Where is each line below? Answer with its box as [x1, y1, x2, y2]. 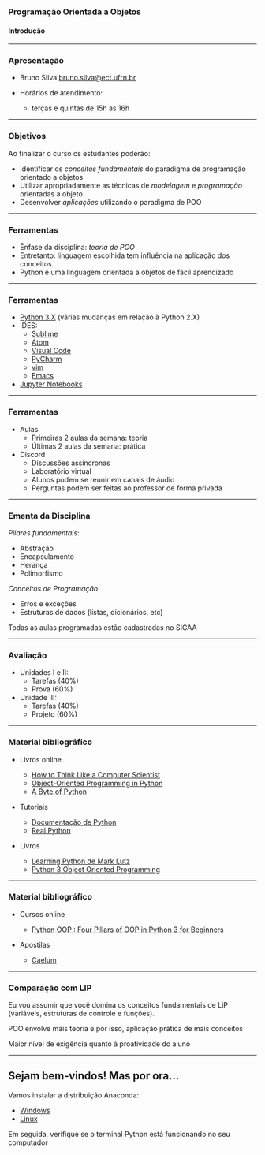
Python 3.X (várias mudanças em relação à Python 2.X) [19, 312, 200, 322]
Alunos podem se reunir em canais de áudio [31, 475, 175, 484]
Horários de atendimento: [19, 88, 103, 98]
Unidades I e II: [19, 668, 69, 677]
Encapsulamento [19, 551, 75, 561]
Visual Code [31, 346, 71, 356]
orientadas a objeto [19, 188, 83, 199]
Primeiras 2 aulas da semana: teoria [31, 433, 148, 442]
